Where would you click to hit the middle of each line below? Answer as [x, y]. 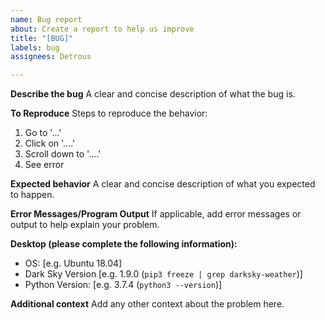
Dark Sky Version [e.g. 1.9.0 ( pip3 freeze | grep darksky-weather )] [163, 274]
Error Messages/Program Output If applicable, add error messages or [156, 214]
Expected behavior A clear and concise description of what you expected [163, 184]
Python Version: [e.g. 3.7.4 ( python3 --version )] [123, 285]
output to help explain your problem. [85, 225]
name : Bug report [46, 19]
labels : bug [35, 47]
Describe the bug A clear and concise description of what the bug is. [153, 94]
